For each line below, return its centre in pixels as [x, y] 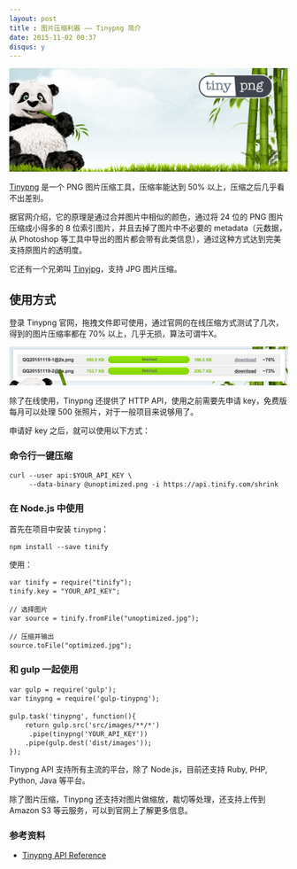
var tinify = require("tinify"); [71, 583]
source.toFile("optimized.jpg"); [71, 646]
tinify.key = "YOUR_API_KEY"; [65, 592]
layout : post [33, 19]
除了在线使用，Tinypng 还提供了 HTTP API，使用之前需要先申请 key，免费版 [148, 400]
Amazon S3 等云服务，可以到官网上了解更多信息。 [101, 810]
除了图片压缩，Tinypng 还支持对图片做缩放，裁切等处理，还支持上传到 [137, 799]
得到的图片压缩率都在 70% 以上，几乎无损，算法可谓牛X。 [115, 334]
